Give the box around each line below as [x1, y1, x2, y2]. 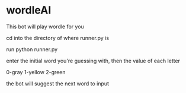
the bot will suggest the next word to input [6, 80, 110, 87]
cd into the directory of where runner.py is [6, 34, 110, 41]
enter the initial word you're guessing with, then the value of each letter [6, 57, 181, 64]
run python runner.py [6, 45, 58, 53]
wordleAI [6, 4, 52, 17]
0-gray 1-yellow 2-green [6, 68, 66, 75]
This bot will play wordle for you [6, 23, 84, 30]
